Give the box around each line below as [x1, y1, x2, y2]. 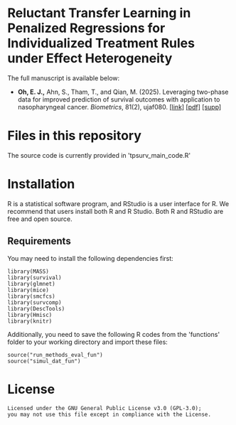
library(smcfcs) [7, 293, 55, 300]
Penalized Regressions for [7, 20, 166, 36]
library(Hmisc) [7, 311, 53, 318]
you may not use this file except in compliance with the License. [7, 411, 212, 418]
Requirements [7, 235, 71, 247]
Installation [7, 176, 75, 193]
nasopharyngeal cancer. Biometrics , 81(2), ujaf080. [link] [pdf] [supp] [17, 102, 222, 111]
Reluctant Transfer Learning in [7, 5, 191, 21]
